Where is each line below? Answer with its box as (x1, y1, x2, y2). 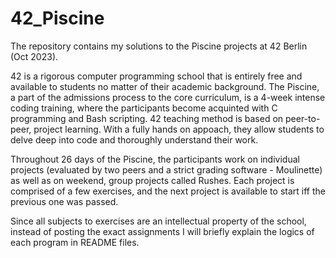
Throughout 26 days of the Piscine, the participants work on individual (10, 153, 300, 165)
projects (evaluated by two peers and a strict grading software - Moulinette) (10, 163, 323, 176)
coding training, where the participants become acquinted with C (10, 102, 278, 114)
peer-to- (284, 112, 321, 124)
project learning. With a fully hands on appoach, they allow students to (33, 123, 325, 135)
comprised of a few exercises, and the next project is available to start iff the (10, 185, 326, 197)
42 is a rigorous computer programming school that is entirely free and (10, 70, 303, 82)
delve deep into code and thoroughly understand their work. (10, 133, 259, 146)
